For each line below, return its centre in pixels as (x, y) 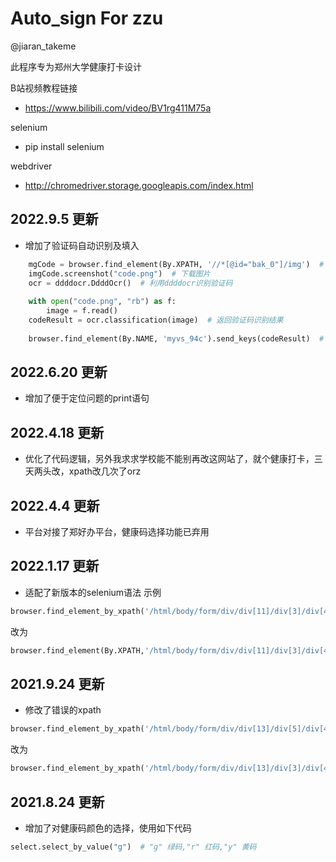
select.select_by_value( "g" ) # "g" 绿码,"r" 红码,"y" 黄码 (133, 847)
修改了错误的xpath (63, 710)
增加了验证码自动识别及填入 (82, 245)
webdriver (31, 166)
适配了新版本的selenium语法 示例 (93, 592)
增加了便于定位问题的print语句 (87, 398)
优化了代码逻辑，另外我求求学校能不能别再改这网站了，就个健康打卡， (169, 459)
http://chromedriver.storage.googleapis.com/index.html (139, 185)
